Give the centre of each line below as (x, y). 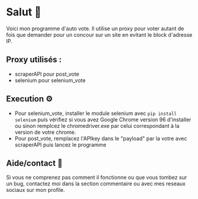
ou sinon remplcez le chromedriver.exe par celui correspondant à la (97, 126)
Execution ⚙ (30, 99)
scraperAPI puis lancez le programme (60, 145)
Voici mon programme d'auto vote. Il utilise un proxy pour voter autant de (95, 28)
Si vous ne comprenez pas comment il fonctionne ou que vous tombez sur (97, 178)
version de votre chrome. (45, 132)
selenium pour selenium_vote (50, 80)
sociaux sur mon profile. (35, 190)
